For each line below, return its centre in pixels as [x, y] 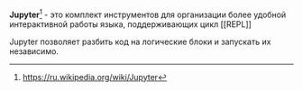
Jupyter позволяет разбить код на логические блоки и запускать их [140, 41]
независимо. [34, 51]
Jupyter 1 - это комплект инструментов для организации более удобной [148, 14]
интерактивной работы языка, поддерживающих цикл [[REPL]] [131, 24]
